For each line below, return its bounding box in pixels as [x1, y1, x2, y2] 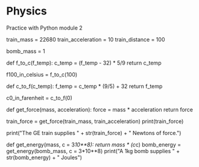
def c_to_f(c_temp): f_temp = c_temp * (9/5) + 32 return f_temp [6, 83, 163, 90]
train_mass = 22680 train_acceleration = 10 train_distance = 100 [6, 36, 165, 43]
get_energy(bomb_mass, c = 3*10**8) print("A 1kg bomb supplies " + [6, 147, 180, 154]
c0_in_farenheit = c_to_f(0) [6, 94, 72, 101]
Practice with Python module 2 [6, 24, 83, 31]
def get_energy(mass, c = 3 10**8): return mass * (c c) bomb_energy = [6, 140, 182, 148]
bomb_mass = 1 [6, 47, 45, 55]
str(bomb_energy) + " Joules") [6, 154, 83, 161]
